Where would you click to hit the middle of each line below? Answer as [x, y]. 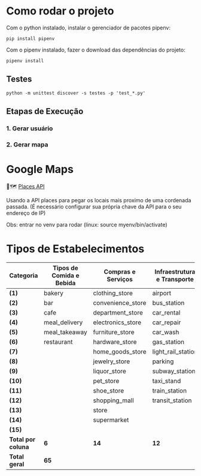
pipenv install [25, 61]
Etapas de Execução [45, 111]
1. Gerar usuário [30, 128]
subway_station [174, 371]
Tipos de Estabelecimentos [75, 249]
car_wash [166, 332]
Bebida [66, 283]
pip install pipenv [31, 38]
